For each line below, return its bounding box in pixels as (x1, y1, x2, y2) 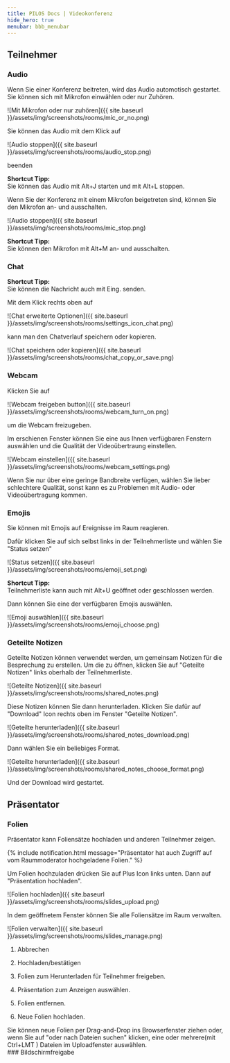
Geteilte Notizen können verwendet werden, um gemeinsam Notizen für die (7, 654, 223, 662)
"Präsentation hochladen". (7, 876, 82, 885)
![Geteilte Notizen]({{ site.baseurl (7, 681, 102, 690)
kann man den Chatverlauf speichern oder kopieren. (7, 332, 157, 341)
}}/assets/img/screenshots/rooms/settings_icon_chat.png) (7, 319, 174, 328)
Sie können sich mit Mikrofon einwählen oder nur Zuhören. (7, 93, 175, 101)
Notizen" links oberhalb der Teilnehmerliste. (7, 668, 133, 677)
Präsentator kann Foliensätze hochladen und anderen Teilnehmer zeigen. (7, 835, 216, 843)
